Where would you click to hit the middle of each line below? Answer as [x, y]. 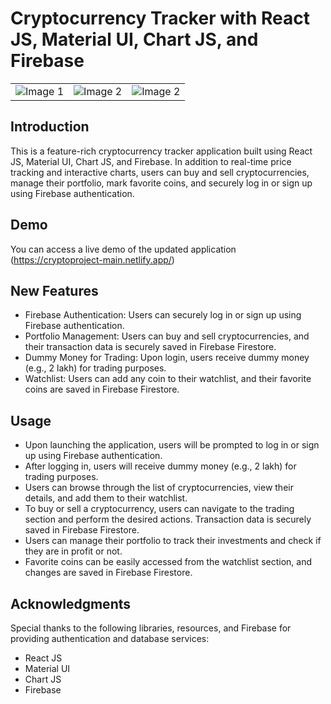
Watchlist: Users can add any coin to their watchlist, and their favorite [168, 379]
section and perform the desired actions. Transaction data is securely [168, 519]
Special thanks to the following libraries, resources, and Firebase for [151, 628]
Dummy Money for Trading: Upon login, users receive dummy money [167, 358]
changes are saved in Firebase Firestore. [108, 573]
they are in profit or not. [73, 551]
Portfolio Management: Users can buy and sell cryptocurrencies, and [167, 336]
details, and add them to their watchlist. [106, 498]
